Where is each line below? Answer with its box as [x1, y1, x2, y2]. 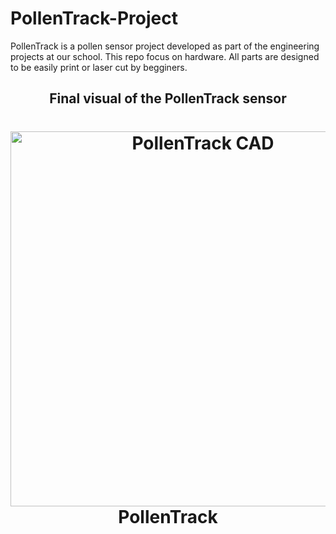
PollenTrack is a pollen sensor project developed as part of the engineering [10, 40, 320, 52]
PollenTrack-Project [10, 7, 178, 30]
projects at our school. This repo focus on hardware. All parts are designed [10, 50, 320, 62]
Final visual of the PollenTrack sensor [49, 90, 287, 107]
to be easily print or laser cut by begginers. [10, 61, 188, 73]
